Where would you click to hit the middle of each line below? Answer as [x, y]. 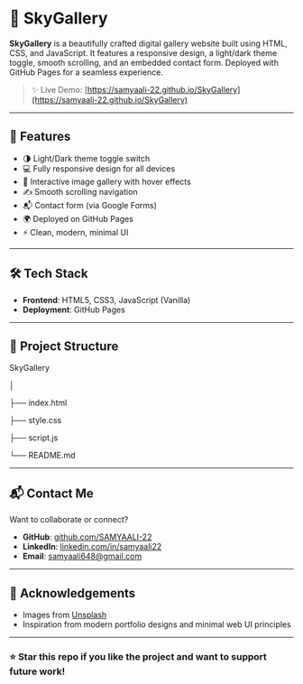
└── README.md [42, 456]
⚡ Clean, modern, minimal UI [75, 232]
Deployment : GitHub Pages [74, 310]
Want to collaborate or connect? [69, 520]
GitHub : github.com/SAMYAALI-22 [87, 537]
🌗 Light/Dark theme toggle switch [86, 158]
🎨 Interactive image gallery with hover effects [106, 181]
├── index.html [38, 403]
